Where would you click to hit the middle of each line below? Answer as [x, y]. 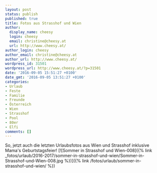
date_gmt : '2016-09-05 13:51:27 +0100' [45, 77]
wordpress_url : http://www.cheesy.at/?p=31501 [53, 69]
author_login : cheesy [27, 50]
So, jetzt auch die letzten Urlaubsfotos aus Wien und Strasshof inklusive [77, 145]
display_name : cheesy [31, 32]
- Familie [15, 95]
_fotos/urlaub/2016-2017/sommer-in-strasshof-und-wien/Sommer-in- [75, 156]
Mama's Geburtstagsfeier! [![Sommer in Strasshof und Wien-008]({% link [78, 151]
